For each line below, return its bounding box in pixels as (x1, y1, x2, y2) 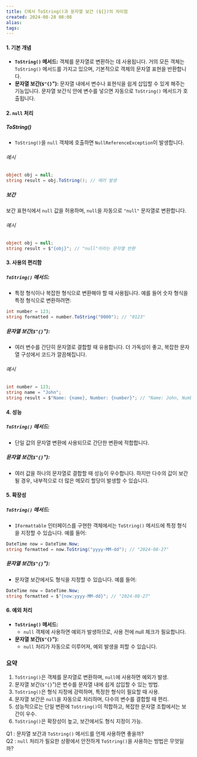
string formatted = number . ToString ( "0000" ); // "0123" (6, 314, 145, 320)
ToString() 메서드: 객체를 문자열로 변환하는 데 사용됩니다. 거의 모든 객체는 (14, 58, 185, 65)
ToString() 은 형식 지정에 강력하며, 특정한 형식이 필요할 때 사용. (14, 688, 160, 695)
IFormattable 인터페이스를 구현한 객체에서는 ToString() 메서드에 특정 (14, 522, 176, 529)
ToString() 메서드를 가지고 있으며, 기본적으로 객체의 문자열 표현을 (14, 65, 167, 72)
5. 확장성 (6, 492, 26, 499)
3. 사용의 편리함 (6, 259, 42, 266)
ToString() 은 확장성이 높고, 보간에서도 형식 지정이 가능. (14, 718, 142, 725)
